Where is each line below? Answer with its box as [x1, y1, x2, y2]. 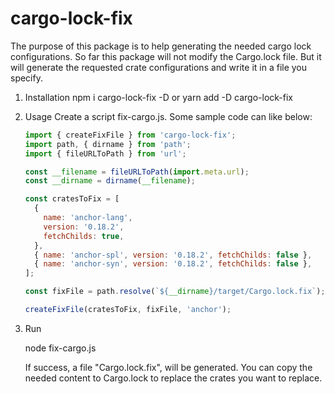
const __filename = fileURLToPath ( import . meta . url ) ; [24, 167, 250, 177]
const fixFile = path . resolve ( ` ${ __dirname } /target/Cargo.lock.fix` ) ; [24, 287, 326, 297]
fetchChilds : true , [43, 231, 125, 241]
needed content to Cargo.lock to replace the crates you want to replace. [24, 372, 323, 384]
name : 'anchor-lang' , [43, 213, 133, 223]
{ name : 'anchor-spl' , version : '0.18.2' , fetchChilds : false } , [34, 250, 313, 260]
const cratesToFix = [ [24, 194, 120, 204]
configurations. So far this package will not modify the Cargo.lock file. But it [10, 50, 322, 62]
